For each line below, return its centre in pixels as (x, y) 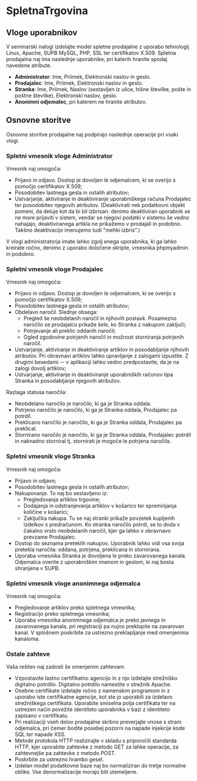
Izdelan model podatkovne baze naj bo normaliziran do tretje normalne (100, 766)
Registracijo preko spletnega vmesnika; (62, 614)
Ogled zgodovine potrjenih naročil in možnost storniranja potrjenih (103, 337)
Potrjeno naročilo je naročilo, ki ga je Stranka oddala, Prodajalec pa (96, 410)
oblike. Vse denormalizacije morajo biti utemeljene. (76, 772)
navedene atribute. (29, 65)
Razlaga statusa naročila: (36, 392)
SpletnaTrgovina (47, 11)
